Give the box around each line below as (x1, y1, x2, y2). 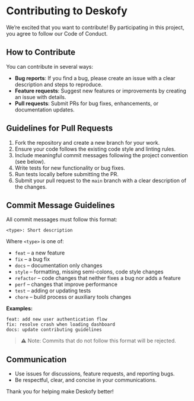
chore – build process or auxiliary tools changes (14, 294, 132, 301)
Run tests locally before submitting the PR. (14, 170, 119, 177)
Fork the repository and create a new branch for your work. (14, 139, 160, 146)
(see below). (14, 158, 46, 165)
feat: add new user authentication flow (6, 316, 108, 323)
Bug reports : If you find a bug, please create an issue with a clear (14, 74, 176, 81)
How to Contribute (6, 47, 76, 58)
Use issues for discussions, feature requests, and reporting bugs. (14, 370, 175, 377)
